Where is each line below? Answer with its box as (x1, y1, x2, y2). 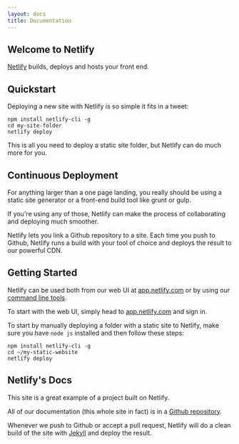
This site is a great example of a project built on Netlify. (7, 393, 170, 402)
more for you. (7, 148, 48, 157)
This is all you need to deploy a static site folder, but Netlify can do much (7, 141, 221, 150)
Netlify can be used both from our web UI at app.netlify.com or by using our (7, 286, 230, 294)
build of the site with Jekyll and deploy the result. (7, 428, 152, 437)
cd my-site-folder (7, 122, 62, 129)
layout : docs (7, 10, 46, 18)
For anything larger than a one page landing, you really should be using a (7, 188, 223, 196)
